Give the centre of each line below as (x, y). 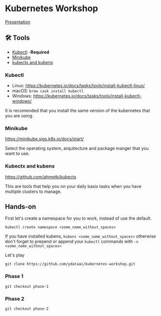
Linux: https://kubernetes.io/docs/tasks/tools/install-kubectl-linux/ (78, 86)
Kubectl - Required (31, 52)
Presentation (18, 22)
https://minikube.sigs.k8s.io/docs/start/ (44, 139)
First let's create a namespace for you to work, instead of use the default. (78, 218)
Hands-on (21, 207)
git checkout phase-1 (27, 286)
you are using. (19, 116)
